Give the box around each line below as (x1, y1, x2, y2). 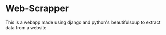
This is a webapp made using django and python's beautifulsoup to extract (5, 19, 161, 25)
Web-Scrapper (5, 3, 69, 14)
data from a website (5, 24, 47, 30)
